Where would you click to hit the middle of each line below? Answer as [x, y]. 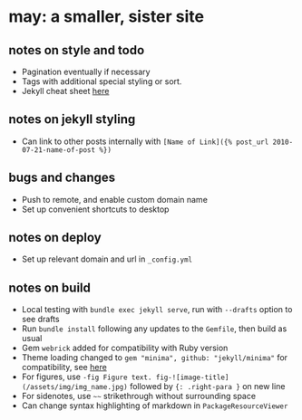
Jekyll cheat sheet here [65, 91]
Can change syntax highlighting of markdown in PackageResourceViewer [155, 406]
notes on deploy [55, 238]
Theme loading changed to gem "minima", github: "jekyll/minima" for [154, 358]
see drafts [40, 320]
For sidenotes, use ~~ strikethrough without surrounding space [138, 396]
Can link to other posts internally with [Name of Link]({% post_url [145, 141]
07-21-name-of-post [58, 150]
